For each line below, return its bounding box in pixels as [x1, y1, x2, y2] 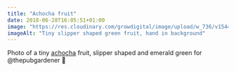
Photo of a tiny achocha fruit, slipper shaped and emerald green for [7, 49, 202, 57]
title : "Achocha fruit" [7, 10, 77, 17]
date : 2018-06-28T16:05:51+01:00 [7, 17, 105, 24]
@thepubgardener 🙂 [7, 56, 67, 65]
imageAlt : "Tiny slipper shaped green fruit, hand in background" [7, 29, 206, 37]
